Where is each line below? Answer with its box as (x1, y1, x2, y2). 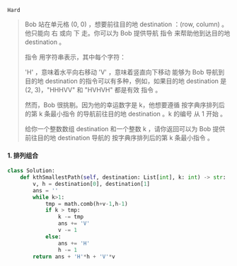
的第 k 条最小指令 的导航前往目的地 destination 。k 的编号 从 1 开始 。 (24, 110, 227, 118)
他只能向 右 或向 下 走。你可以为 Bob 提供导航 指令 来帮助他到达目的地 (24, 29, 231, 37)
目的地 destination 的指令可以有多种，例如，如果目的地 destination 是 (24, 77, 227, 85)
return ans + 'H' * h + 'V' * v (33, 253, 115, 260)
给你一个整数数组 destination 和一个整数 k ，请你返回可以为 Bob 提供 (24, 125, 226, 133)
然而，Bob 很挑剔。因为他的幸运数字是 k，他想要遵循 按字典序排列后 (24, 101, 225, 109)
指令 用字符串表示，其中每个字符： (24, 53, 126, 61)
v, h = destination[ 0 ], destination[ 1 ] (33, 180, 151, 187)
